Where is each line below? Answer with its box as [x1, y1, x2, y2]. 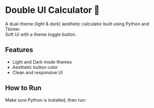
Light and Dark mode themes [12, 59, 72, 65]
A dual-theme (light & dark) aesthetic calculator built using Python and [5, 21, 150, 27]
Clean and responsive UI [12, 69, 63, 75]
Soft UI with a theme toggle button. [5, 31, 77, 37]
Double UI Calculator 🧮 [5, 4, 100, 16]
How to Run [5, 84, 42, 92]
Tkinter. [5, 26, 21, 32]
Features [5, 46, 33, 54]
